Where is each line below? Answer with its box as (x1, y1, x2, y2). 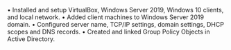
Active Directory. (7, 35, 55, 43)
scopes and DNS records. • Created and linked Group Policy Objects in (7, 27, 210, 36)
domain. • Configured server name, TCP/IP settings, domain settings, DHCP (7, 21, 224, 28)
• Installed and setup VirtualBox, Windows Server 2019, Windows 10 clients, (7, 6, 224, 14)
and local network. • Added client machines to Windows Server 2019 (7, 13, 205, 21)
